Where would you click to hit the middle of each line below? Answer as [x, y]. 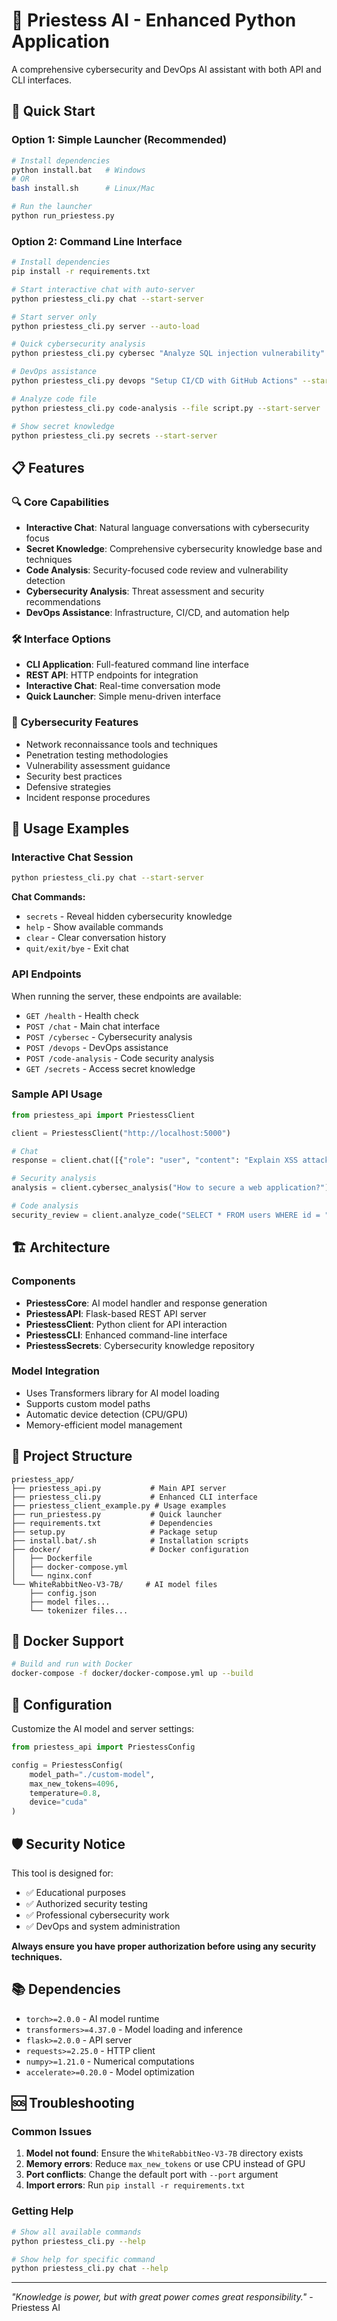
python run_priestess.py [63, 216]
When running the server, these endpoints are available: [126, 996]
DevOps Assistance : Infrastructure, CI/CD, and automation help [157, 613]
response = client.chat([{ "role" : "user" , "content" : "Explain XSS [155, 1160]
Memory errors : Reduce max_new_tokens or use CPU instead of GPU [165, 2164]
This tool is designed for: [62, 1873]
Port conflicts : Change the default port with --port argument [152, 2175]
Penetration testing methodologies [97, 755]
